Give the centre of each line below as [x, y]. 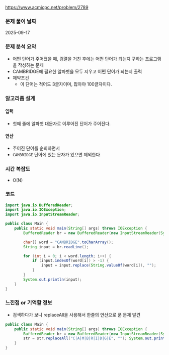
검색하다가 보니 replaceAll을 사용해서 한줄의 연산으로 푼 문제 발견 [76, 315]
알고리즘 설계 [20, 98]
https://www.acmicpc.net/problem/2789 [47, 7]
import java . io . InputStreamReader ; [43, 214]
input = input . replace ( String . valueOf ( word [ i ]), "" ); [99, 265]
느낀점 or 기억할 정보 [29, 303]
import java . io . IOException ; [36, 210]
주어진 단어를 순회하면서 [36, 148]
